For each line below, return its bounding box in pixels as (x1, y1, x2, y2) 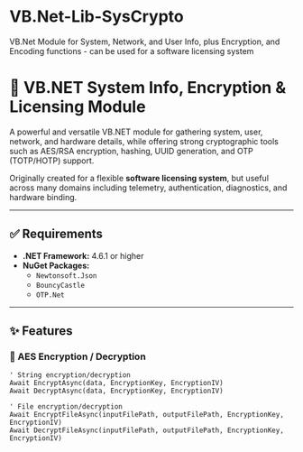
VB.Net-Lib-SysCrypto (9, 6, 184, 27)
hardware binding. (9, 191, 78, 202)
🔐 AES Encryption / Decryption (9, 350, 146, 363)
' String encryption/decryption (9, 371, 131, 380)
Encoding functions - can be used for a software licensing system (9, 45, 254, 56)
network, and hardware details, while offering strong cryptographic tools (9, 135, 280, 146)
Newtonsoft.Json (35, 271, 97, 281)
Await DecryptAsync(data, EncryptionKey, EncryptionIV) (9, 386, 224, 396)
